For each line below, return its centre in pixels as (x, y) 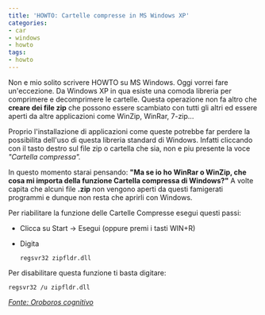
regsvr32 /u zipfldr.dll (49, 287)
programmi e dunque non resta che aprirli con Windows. (100, 197)
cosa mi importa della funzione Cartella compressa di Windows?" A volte (131, 180)
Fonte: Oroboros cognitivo (51, 302)
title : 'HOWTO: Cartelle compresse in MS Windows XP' (99, 15)
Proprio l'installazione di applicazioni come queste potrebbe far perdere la (129, 131)
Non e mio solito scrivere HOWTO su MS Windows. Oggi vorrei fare (118, 82)
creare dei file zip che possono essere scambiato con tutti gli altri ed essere (133, 107)
